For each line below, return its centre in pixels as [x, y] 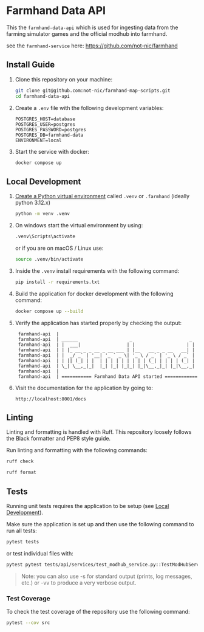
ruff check [20, 462]
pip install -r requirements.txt [57, 282]
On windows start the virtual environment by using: [79, 225]
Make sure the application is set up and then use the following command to [100, 524]
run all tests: [22, 531]
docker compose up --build [49, 311]
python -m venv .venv [42, 214]
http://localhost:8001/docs [50, 399]
